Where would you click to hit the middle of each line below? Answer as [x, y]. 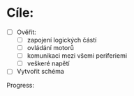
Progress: [20, 86]
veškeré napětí [49, 63]
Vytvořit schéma [40, 72]
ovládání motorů [50, 48]
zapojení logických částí [62, 40]
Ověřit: [26, 32]
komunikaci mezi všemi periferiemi [77, 56]
